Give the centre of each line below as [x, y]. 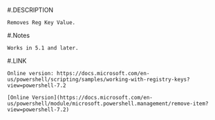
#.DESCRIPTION [30, 10]
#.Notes [18, 35]
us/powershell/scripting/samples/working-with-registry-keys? [99, 79]
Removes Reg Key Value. [41, 23]
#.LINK [17, 61]
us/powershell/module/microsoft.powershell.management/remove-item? [108, 103]
